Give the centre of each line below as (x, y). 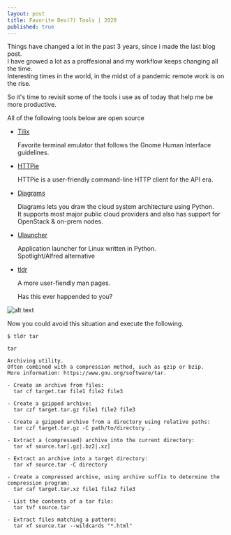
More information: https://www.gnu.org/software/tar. (87, 373)
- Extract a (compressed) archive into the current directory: (101, 441)
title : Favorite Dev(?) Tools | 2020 (62, 20)
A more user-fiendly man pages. (64, 283)
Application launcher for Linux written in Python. (87, 249)
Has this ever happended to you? (65, 297)
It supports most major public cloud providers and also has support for (119, 214)
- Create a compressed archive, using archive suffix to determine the (113, 477)
